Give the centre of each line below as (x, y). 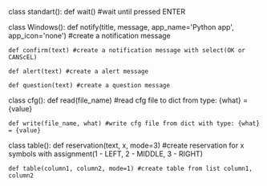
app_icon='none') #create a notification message (89, 36)
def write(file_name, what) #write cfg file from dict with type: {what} (134, 123)
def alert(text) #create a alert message (79, 71)
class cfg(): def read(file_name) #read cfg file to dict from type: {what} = (128, 100)
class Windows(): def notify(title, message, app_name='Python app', (121, 27)
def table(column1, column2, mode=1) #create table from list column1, (130, 168)
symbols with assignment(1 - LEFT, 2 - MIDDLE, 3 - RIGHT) (105, 154)
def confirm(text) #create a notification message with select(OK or (127, 51)
